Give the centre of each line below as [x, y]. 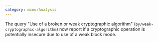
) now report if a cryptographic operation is [101, 29]
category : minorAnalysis [31, 10]
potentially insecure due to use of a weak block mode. [61, 34]
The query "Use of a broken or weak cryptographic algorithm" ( [71, 24]
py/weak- [144, 24]
